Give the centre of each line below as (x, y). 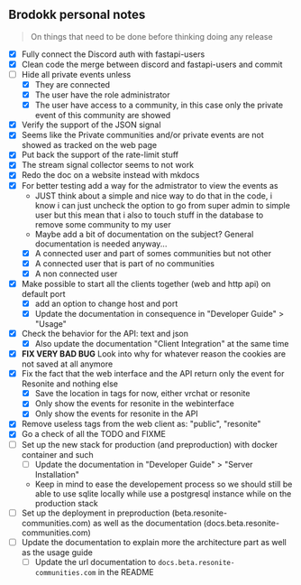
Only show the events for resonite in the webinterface (135, 404)
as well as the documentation (147, 523)
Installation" (57, 474)
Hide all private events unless (76, 74)
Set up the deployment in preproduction (96, 513)
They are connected (72, 84)
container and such (57, 454)
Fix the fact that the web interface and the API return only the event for (153, 374)
